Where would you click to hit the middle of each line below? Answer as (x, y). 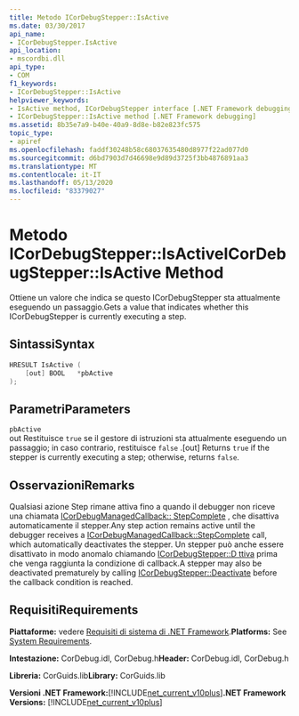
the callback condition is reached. (71, 582)
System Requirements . (51, 640)
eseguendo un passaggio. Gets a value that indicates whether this (129, 307)
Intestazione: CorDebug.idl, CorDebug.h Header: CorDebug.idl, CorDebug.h (149, 658)
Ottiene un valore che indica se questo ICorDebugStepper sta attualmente (145, 297)
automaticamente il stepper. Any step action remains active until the (132, 525)
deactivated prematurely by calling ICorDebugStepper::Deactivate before (143, 573)
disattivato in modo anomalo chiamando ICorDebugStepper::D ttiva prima (144, 554)
